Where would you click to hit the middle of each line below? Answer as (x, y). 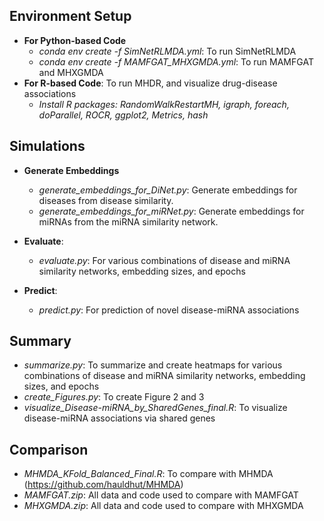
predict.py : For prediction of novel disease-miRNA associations (169, 310)
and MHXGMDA (71, 72)
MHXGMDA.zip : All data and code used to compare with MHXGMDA (163, 506)
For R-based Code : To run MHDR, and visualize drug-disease (150, 83)
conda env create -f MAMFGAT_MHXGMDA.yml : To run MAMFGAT (176, 61)
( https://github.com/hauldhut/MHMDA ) (103, 485)
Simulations (47, 146)
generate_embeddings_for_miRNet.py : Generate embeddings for (171, 211)
